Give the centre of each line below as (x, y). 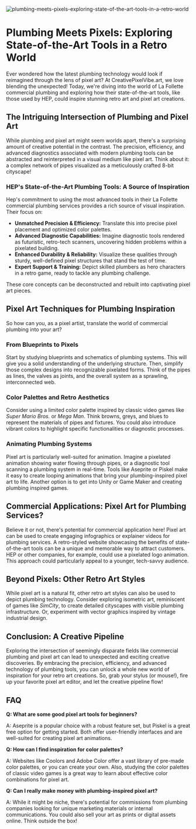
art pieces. (19, 291)
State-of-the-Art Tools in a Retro (87, 45)
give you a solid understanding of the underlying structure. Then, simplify (94, 364)
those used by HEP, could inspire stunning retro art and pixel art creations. (96, 98)
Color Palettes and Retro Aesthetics (58, 397)
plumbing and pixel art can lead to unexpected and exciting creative (88, 657)
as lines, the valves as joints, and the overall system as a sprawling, (87, 376)
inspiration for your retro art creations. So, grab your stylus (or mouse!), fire (97, 676)
